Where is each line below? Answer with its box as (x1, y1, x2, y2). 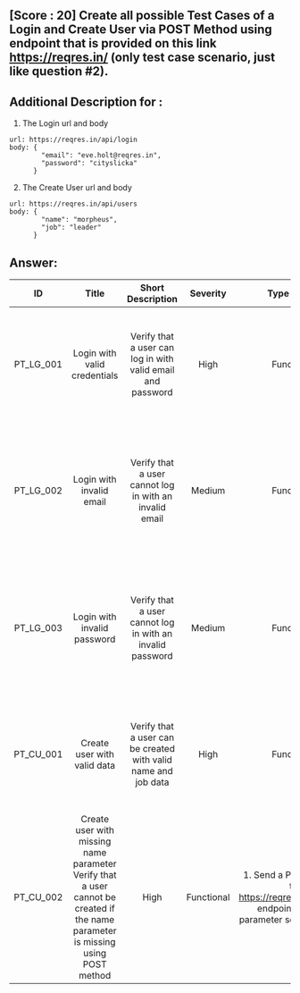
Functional (186, 891, 230, 904)
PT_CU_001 (13, 748, 63, 761)
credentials (71, 369, 119, 382)
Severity (189, 287, 227, 299)
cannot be (73, 891, 116, 904)
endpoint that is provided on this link (9, 36, 217, 51)
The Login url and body (21, 118, 109, 129)
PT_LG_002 (13, 484, 62, 497)
